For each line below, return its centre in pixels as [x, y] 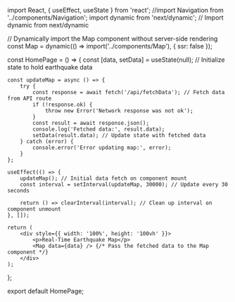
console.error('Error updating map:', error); [102, 147]
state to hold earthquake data [50, 67]
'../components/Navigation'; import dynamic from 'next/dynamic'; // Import [115, 18]
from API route [30, 98]
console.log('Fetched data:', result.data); [99, 129]
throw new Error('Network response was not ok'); [119, 111]
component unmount [34, 209]
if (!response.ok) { [63, 105]
